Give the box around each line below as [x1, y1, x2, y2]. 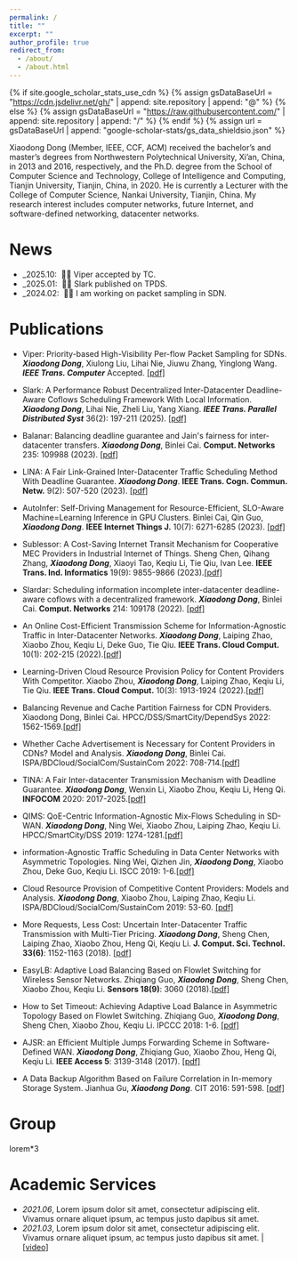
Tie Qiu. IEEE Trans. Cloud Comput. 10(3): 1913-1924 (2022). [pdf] [21, 684, 264, 695]
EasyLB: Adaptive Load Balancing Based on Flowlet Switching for [21, 965, 262, 975]
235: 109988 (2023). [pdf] [21, 449, 118, 459]
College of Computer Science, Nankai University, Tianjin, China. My [9, 189, 256, 200]
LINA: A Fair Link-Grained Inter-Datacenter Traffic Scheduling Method [21, 466, 278, 477]
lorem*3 [9, 1143, 39, 1153]
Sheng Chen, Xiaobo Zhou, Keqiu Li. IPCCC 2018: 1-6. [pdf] [21, 1020, 240, 1031]
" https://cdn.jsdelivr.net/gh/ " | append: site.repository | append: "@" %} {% [9, 96, 286, 107]
